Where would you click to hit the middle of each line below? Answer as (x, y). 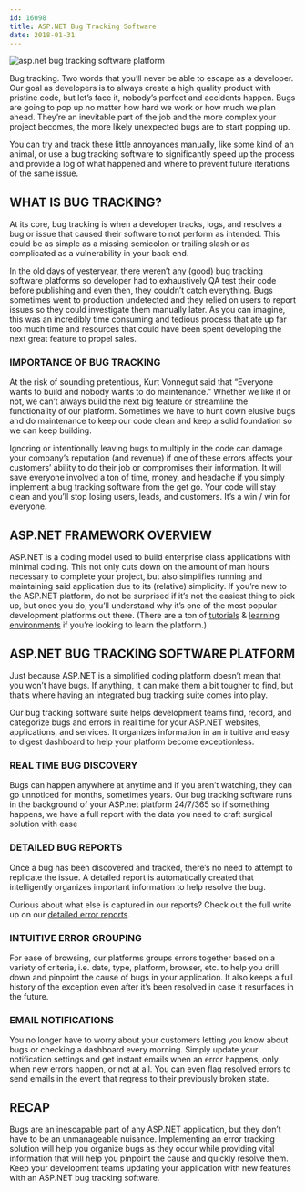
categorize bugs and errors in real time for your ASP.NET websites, (135, 722)
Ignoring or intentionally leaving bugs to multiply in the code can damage (146, 449)
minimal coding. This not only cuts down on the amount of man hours (140, 567)
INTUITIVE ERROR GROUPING (76, 938)
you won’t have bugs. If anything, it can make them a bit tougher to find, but (152, 686)
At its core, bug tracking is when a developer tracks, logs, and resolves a (146, 224)
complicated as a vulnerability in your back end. (99, 254)
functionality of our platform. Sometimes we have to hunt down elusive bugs (152, 411)
